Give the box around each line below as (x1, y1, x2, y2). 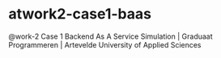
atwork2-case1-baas (8, 5, 152, 23)
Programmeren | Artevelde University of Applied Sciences (8, 39, 202, 49)
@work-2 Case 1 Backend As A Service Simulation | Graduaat (8, 31, 213, 41)
